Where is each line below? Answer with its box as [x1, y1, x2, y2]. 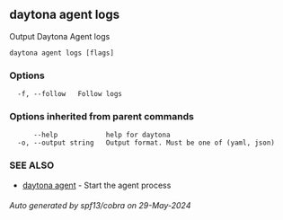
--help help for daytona [32, 130, 171, 140]
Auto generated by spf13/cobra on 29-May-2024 [9, 200, 191, 211]
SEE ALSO [9, 159, 55, 172]
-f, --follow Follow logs [17, 90, 123, 99]
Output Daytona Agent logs [9, 31, 111, 41]
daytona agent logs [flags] [9, 48, 115, 57]
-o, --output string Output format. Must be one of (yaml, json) [17, 138, 276, 147]
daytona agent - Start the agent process [22, 180, 172, 190]
